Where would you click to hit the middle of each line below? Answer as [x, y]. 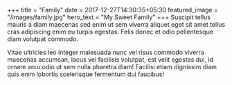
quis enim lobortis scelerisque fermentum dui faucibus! [86, 74]
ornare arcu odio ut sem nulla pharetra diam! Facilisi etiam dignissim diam [112, 67]
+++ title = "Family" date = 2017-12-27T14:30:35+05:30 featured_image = [113, 10]
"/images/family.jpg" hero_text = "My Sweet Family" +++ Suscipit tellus [109, 17]
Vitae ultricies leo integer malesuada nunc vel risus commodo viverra [106, 52]
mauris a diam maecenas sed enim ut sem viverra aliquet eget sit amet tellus [116, 24]
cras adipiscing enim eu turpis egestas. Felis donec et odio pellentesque [110, 32]
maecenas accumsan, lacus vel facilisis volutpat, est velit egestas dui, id [110, 60]
